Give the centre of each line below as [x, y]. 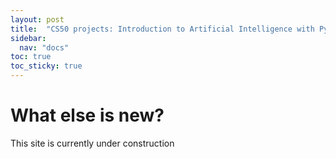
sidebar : [28, 38]
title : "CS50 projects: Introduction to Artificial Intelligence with [162, 29]
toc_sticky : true [46, 66]
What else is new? [87, 115]
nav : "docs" [44, 47]
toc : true [31, 57]
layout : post [37, 19]
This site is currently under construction [92, 143]
